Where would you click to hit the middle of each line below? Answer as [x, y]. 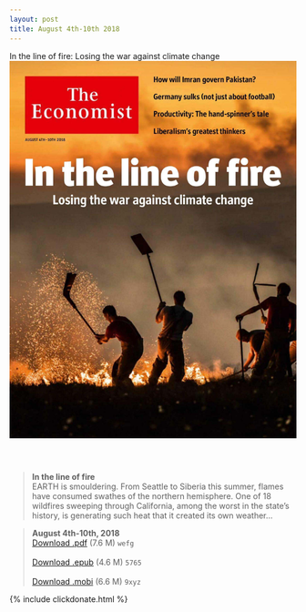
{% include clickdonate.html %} [69, 599]
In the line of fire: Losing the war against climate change [115, 56]
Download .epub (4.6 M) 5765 [87, 562]
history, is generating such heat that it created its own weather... [152, 515]
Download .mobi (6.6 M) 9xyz [86, 581]
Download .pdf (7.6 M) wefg [83, 543]
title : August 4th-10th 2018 [65, 29]
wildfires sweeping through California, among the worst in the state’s [160, 505]
